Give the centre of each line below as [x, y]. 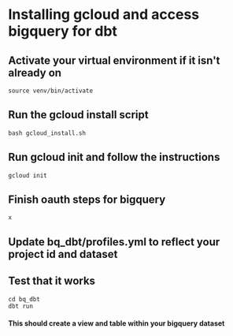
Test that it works [52, 281]
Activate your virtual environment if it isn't [114, 60]
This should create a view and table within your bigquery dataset [116, 323]
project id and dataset [63, 254]
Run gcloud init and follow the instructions [114, 157]
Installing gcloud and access [104, 15]
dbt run [21, 306]
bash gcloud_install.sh [47, 133]
